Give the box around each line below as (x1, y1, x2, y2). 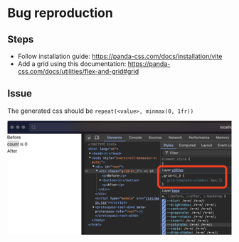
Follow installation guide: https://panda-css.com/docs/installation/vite (17, 52, 223, 60)
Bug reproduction (7, 5, 114, 21)
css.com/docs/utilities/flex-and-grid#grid (17, 67, 139, 75)
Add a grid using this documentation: (17, 60, 127, 68)
